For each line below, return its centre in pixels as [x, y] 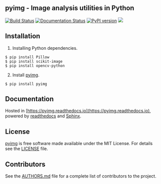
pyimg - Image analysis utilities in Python [70, 8]
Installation [23, 36]
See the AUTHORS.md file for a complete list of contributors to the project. [81, 176]
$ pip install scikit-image [34, 61]
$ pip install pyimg [26, 84]
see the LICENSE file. [27, 149]
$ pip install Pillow [27, 57]
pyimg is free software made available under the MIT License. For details [79, 144]
